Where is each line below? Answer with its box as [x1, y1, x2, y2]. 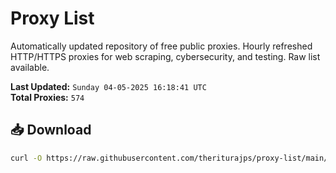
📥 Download [10, 122, 92, 139]
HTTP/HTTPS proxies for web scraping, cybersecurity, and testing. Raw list [10, 50, 321, 62]
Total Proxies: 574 [10, 91, 85, 103]
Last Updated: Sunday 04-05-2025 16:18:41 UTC [10, 80, 207, 92]
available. [10, 61, 50, 73]
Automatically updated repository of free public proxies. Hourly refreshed [10, 40, 313, 52]
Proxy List [10, 7, 95, 30]
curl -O [10, 153, 43, 163]
